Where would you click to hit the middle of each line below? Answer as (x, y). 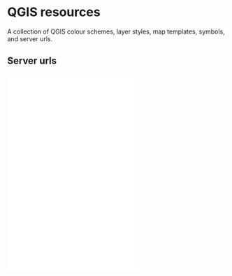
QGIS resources (54, 12)
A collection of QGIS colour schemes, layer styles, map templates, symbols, (116, 31)
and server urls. (30, 38)
